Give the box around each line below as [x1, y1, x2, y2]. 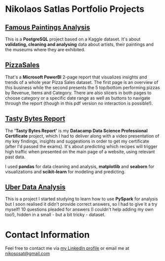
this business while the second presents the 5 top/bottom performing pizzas [5, 84, 160, 90]
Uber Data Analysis [5, 183, 66, 191]
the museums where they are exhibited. [5, 47, 85, 52]
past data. [5, 154, 26, 160]
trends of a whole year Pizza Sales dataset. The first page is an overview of [5, 79, 159, 85]
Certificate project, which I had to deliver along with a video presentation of [5, 133, 160, 139]
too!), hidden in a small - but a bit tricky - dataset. [5, 212, 106, 218]
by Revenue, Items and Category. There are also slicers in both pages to [5, 90, 152, 96]
